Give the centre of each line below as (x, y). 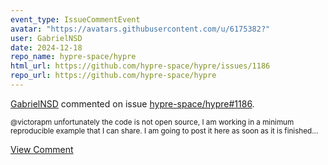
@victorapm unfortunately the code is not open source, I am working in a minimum (152, 122)
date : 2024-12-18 (46, 47)
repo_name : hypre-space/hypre (73, 57)
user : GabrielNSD (46, 38)
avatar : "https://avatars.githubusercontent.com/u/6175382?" (140, 29)
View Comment (42, 149)
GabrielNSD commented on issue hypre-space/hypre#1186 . (132, 103)
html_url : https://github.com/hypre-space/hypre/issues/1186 (140, 66)
